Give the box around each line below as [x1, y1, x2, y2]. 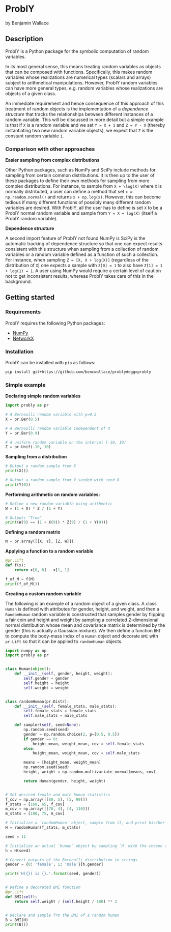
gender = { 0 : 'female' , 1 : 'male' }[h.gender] [5, 862, 103, 867]
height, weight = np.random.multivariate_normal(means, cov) [23, 769, 156, 775]
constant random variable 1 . [5, 133, 64, 139]
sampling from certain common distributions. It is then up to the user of [5, 172, 155, 179]
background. [5, 278, 32, 285]
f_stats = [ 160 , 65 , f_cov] [5, 802, 65, 807]
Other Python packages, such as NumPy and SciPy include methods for [5, 167, 156, 173]
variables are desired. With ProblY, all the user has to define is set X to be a [5, 205, 163, 211]
